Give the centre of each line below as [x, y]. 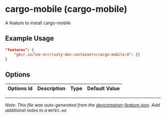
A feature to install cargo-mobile [38, 23]
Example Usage [30, 38]
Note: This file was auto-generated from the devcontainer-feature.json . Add [83, 105]
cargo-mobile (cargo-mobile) [66, 9]
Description [51, 89]
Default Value [104, 89]
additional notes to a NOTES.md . [36, 111]
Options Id [20, 89]
